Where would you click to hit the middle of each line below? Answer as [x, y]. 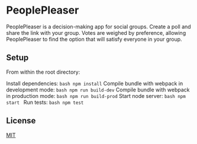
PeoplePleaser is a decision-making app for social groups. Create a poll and [98, 27]
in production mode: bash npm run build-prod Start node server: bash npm [96, 96]
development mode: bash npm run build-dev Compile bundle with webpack [98, 90]
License [21, 121]
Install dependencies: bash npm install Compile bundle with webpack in [95, 83]
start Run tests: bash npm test [45, 102]
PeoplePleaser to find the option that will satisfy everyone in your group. [94, 39]
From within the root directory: [43, 72]
